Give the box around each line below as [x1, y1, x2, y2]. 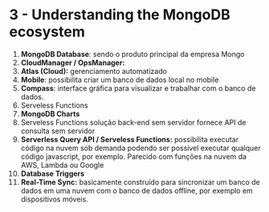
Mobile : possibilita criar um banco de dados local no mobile [20, 75, 219, 84]
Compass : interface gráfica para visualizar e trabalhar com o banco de [20, 83, 256, 93]
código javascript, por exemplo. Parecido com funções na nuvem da [20, 151, 247, 161]
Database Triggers [20, 169, 85, 178]
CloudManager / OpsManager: [20, 58, 125, 67]
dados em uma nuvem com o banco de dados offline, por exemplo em [20, 185, 254, 195]
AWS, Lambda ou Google [20, 160, 104, 169]
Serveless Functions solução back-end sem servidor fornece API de [20, 117, 247, 127]
